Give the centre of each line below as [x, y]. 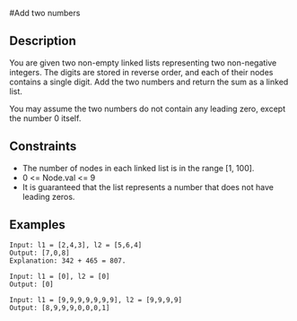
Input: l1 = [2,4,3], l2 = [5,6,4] [76, 246]
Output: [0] [31, 285]
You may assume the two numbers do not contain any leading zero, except [147, 108]
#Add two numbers [45, 13]
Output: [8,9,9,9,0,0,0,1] [60, 308]
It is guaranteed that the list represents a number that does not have [148, 187]
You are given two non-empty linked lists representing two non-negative [143, 63]
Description [43, 41]
